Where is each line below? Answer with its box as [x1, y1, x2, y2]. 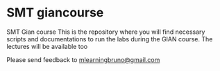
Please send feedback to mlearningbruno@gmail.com [6, 55, 160, 63]
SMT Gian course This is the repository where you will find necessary [6, 28, 205, 36]
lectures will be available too [6, 42, 88, 50]
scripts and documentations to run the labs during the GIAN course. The [6, 34, 213, 43]
